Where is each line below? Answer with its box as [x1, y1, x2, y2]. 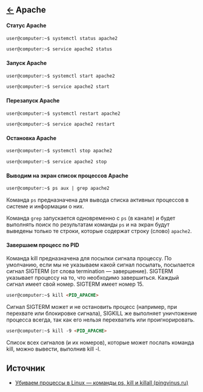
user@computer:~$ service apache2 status [6, 46, 113, 52]
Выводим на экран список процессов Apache [6, 172, 128, 179]
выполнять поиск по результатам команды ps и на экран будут [6, 221, 170, 228]
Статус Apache [6, 21, 47, 29]
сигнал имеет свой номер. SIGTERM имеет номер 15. [6, 280, 144, 288]
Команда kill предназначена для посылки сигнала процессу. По [6, 255, 172, 262]
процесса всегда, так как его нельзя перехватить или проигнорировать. [6, 316, 195, 323]
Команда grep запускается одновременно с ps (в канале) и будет [6, 215, 176, 222]
